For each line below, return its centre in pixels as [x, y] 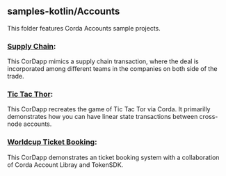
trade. [16, 77]
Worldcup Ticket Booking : [52, 142]
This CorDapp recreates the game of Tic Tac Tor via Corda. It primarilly [109, 109]
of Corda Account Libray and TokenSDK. [65, 165]
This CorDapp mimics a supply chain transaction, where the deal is [103, 61]
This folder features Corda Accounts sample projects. [84, 28]
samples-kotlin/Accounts [64, 11]
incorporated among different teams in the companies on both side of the [112, 69]
